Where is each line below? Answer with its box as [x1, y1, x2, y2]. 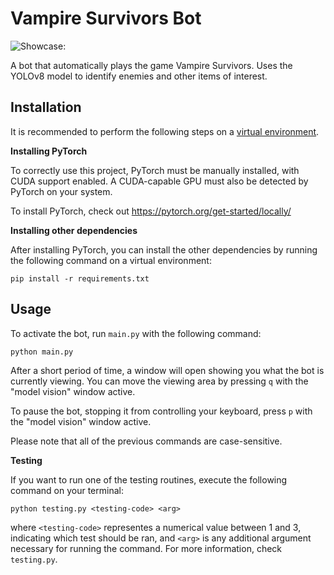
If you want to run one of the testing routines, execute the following [10, 473, 288, 486]
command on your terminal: [10, 484, 124, 496]
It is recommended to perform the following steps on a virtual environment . [10, 125, 320, 137]
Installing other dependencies [10, 224, 138, 236]
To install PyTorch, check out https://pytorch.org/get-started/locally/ [10, 205, 292, 217]
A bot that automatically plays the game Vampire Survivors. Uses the [10, 59, 293, 71]
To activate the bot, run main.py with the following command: [10, 327, 262, 339]
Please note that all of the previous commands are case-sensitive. [10, 435, 283, 447]
